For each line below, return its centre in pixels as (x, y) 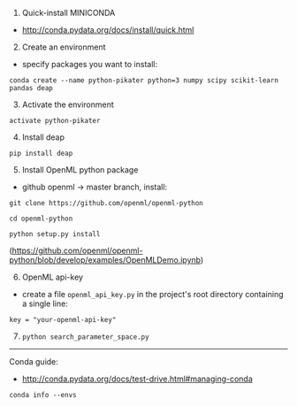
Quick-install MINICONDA (69, 13)
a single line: (45, 303)
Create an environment (64, 47)
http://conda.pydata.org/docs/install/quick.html (108, 30)
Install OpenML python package (80, 170)
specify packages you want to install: (89, 64)
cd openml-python (41, 219)
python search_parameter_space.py (85, 337)
